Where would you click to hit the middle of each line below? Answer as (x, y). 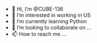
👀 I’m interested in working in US (51, 15)
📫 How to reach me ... (39, 34)
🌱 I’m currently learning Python (49, 21)
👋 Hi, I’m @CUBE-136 (37, 9)
